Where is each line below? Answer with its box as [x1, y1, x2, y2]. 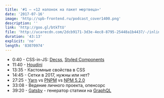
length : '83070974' [5, 43, 45, 48]
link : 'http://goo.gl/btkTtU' [5, 25, 67, 30]
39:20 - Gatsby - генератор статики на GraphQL [12, 87, 111, 93]
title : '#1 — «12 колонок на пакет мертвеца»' [5, 7, 102, 12]
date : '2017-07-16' [5, 12, 45, 16]
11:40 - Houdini [12, 62, 43, 67]
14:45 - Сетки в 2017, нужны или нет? [12, 72, 90, 78]
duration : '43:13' [5, 34, 42, 39]
